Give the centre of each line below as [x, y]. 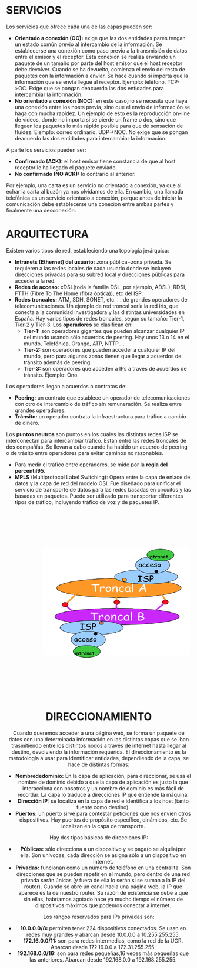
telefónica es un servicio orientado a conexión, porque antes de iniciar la [94, 198]
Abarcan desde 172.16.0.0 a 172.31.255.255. [103, 947]
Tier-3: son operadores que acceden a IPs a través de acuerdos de [105, 368]
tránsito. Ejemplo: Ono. [51, 375]
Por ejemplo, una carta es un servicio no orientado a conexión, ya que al [94, 185]
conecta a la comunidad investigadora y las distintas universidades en [100, 312]
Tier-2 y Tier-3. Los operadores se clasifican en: [74, 325]
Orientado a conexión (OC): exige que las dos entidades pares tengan [100, 38]
